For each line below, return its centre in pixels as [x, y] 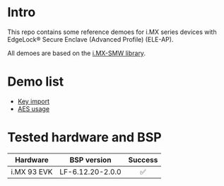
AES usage [34, 109]
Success [143, 160]
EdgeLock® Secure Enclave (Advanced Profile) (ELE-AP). [90, 39]
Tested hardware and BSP [84, 138]
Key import [34, 101]
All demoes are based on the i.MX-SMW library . [77, 53]
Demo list [36, 82]
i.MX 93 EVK [32, 172]
